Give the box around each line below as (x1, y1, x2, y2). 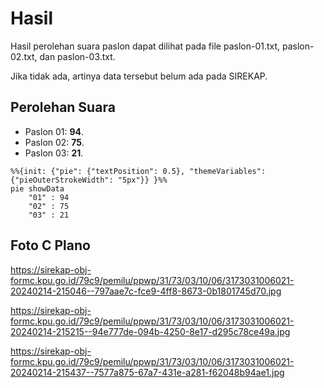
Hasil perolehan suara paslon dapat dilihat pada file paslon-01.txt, (10, 40, 281, 52)
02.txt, (10, 50, 38, 62)
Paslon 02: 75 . (24, 136, 85, 148)
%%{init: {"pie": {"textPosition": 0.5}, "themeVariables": (10, 166, 267, 176)
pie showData (10, 183, 65, 194)
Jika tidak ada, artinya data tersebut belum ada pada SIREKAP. (10, 70, 268, 82)
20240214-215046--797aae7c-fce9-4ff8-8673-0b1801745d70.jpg (10, 285, 282, 297)
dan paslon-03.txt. (39, 50, 116, 62)
